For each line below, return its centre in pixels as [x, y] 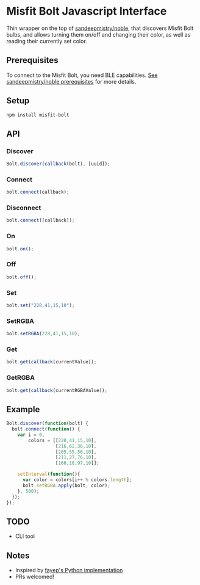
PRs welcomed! [35, 577]
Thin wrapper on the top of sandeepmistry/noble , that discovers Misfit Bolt [100, 28]
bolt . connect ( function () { [46, 429]
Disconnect [24, 208]
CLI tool [25, 536]
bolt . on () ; [20, 249]
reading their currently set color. [47, 41]
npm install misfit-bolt [38, 115]
